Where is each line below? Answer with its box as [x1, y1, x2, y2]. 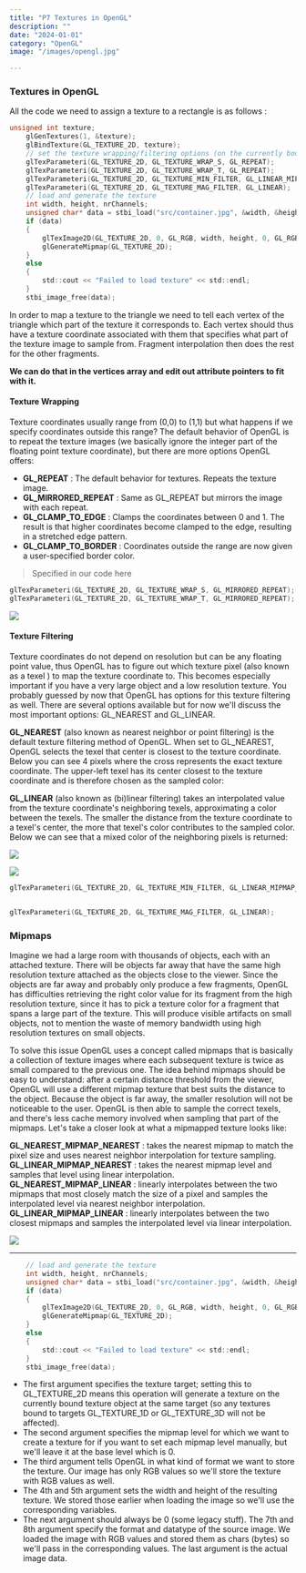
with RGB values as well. [22, 1476, 116, 1486]
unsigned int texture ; [9, 124, 96, 133]
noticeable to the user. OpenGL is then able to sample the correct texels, [9, 1103, 281, 1114]
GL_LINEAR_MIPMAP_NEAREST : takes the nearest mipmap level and [9, 1159, 272, 1170]
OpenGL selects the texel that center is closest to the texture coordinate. [9, 746, 281, 757]
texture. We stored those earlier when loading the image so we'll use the [22, 1495, 295, 1506]
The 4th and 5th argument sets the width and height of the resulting [22, 1486, 278, 1496]
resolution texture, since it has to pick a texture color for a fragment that [9, 998, 280, 1009]
